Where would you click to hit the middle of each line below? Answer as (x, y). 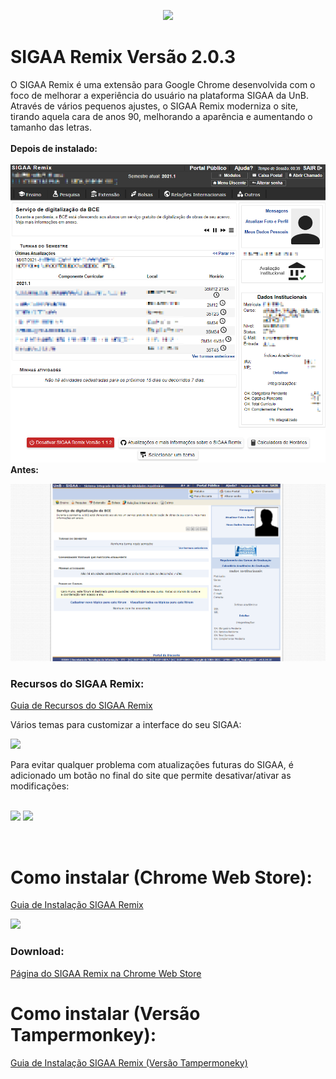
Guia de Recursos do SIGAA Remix (81, 706)
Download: (37, 952)
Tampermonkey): (83, 1034)
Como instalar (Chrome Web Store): (161, 877)
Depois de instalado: (54, 148)
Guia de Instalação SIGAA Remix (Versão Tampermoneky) (129, 1062)
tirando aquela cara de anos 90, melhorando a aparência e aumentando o (161, 116)
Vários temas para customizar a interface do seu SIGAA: (126, 725)
